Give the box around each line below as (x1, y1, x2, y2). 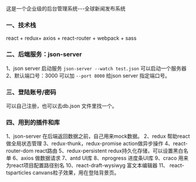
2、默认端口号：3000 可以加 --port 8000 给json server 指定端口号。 (6, 72, 170, 79)
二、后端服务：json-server (6, 50, 82, 58)
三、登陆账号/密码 (6, 88, 57, 96)
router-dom (6, 148, 34, 155)
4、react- (164, 140, 188, 147)
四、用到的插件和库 (6, 118, 60, 127)
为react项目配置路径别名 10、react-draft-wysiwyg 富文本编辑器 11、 (6, 162, 169, 169)
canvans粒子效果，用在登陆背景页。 (32, 169, 120, 176)
